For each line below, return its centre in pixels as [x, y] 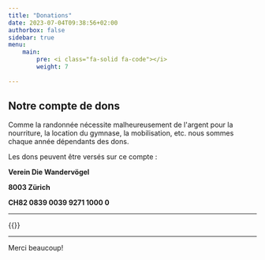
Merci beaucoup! [36, 248]
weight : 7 [52, 67]
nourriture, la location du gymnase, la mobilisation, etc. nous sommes [121, 133]
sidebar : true [32, 37]
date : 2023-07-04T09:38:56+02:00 [63, 23]
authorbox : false [37, 30]
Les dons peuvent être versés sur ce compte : [83, 157]
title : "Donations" [40, 15]
